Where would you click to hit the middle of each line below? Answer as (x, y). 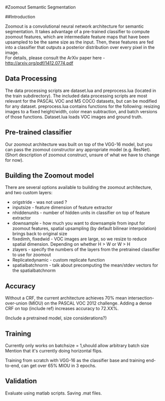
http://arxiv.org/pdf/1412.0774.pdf (39, 63)
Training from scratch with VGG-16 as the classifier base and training (75, 360)
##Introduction (20, 17)
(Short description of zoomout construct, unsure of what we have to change (82, 155)
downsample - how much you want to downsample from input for (79, 223)
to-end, (13, 366)
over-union (16, 303)
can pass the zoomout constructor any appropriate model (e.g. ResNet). (78, 149)
